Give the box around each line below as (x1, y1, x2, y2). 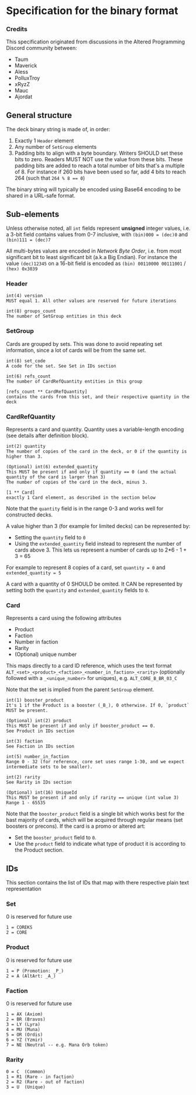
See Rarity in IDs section (6, 780, 72, 785)
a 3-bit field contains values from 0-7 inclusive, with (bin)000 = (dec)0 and (6, 231, 188, 238)
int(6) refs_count (6, 373, 51, 379)
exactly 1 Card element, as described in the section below (6, 495, 156, 501)
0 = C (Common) (6, 1069, 46, 1075)
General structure (6, 110, 72, 120)
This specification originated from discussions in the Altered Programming (6, 38, 185, 45)
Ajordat (14, 93, 33, 100)
